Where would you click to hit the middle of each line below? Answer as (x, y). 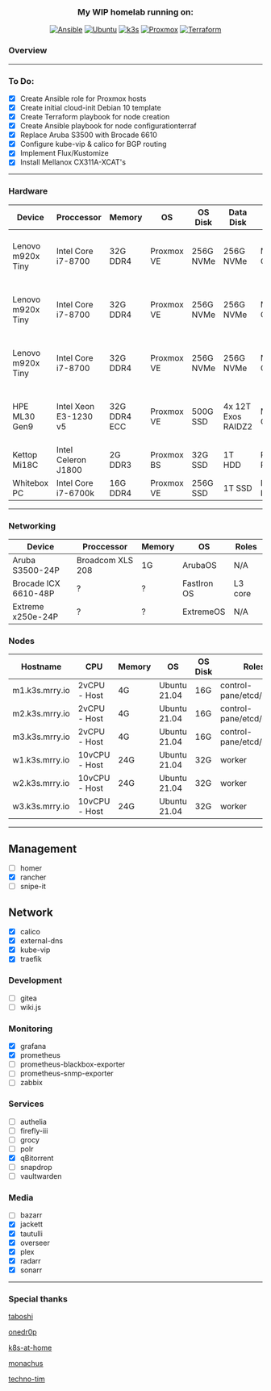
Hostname (41, 666)
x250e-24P (35, 616)
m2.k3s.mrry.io (41, 714)
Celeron (71, 460)
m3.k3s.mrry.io (41, 737)
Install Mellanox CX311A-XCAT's (73, 162)
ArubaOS (200, 565)
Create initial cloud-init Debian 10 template (90, 107)
